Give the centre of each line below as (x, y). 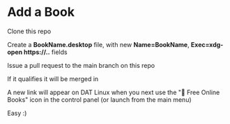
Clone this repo (29, 31)
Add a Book (41, 12)
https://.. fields (45, 52)
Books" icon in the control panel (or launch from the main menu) (99, 99)
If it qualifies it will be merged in (53, 79)
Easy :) (17, 113)
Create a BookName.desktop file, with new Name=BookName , (98, 44)
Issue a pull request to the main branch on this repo (81, 65)
